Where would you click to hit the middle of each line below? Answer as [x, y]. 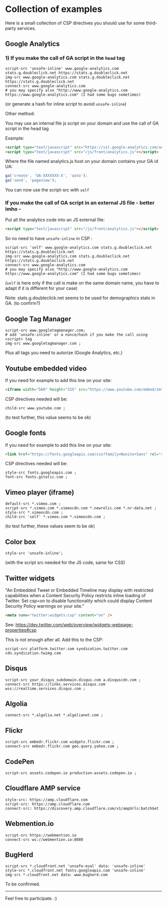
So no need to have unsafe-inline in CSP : [49, 239]
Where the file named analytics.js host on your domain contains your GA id [82, 161]
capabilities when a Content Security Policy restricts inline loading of [76, 595]
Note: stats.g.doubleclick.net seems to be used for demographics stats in [80, 298]
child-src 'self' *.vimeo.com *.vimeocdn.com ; [55, 517]
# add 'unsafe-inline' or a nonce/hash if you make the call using [77, 335]
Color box [21, 542]
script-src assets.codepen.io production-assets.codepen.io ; [71, 773]
